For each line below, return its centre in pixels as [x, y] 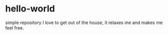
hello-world [30, 9]
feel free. [15, 27]
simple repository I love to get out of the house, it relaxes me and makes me [84, 22]
